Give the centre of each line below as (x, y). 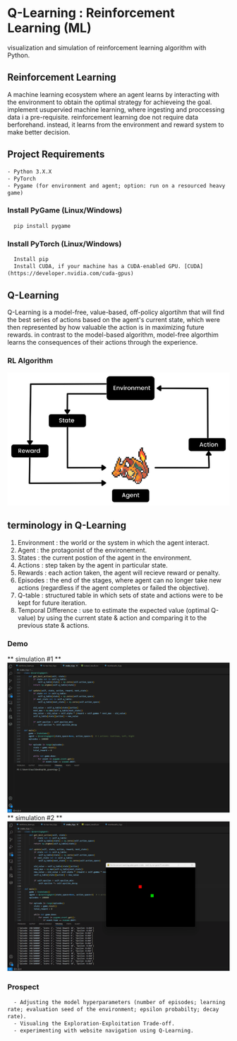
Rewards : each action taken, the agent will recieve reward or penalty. (119, 573)
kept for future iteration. (52, 602)
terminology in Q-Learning (67, 525)
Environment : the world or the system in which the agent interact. (113, 542)
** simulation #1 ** (34, 659)
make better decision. (39, 132)
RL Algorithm (30, 360)
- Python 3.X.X (30, 171)
